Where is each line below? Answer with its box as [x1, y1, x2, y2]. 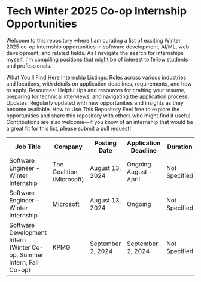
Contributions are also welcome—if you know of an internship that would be [6, 118, 193, 125]
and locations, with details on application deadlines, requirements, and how [6, 80, 192, 87]
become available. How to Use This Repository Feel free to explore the [6, 105, 180, 113]
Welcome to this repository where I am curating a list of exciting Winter [6, 37, 181, 44]
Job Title [14, 142, 41, 151]
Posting [94, 139, 117, 147]
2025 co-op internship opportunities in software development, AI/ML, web [6, 43, 190, 50]
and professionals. [6, 62, 52, 69]
